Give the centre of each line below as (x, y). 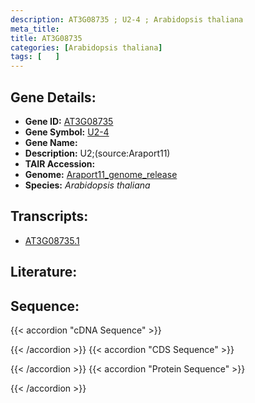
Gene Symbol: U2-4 (67, 132)
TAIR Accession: (60, 163)
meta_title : (35, 29)
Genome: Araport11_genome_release (101, 174)
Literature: (44, 272)
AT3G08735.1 (52, 240)
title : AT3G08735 (46, 38)
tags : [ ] (35, 57)
